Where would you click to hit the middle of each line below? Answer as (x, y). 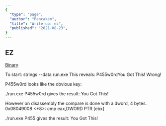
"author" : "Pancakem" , (33, 19)
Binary (12, 64)
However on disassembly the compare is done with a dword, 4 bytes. (76, 103)
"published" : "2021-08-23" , (39, 28)
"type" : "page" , (26, 14)
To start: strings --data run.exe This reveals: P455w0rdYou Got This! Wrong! (83, 74)
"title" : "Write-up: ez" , (37, 24)
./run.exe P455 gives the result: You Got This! (52, 118)
